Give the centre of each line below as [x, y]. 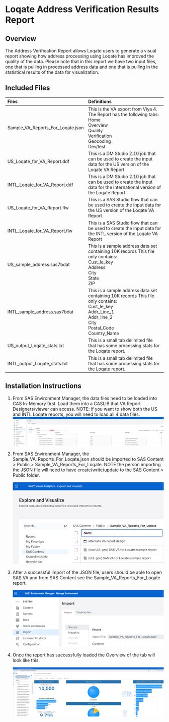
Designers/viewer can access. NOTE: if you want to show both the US [85, 409]
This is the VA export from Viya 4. [122, 109]
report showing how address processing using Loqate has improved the [80, 56]
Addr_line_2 [100, 317]
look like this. [26, 660]
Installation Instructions [44, 386]
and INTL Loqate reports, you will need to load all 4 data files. [76, 414]
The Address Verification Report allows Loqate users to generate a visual [81, 51]
